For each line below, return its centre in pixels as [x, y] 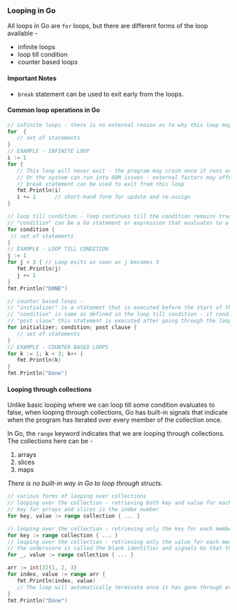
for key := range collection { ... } [63, 535]
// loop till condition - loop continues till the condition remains [112, 216]
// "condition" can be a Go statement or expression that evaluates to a [118, 223]
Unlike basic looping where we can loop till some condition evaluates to [111, 405]
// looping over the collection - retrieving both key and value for [112, 503]
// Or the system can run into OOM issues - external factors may [116, 177]
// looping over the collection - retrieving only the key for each [110, 529]
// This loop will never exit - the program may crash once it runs [119, 171]
